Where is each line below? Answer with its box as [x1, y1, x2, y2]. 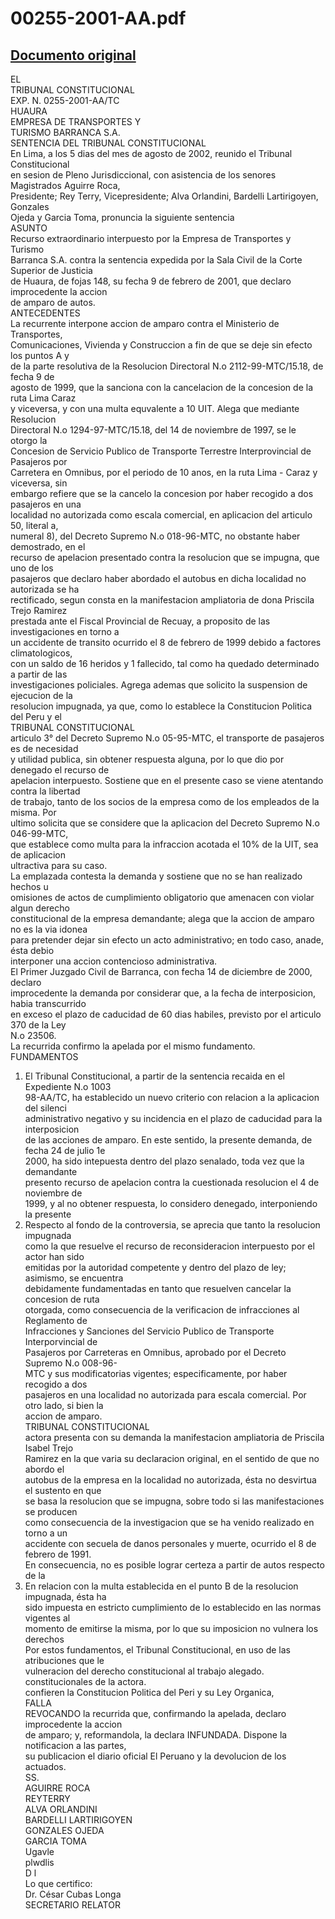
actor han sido [24, 1251, 85, 1262]
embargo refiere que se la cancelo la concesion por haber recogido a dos [10, 488, 314, 499]
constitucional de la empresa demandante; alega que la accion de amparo [10, 913, 315, 924]
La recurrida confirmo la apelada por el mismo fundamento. [10, 1040, 256, 1052]
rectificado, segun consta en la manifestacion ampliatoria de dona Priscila [10, 594, 315, 606]
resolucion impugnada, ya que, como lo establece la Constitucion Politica [10, 700, 313, 712]
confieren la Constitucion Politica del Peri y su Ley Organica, [24, 1687, 275, 1698]
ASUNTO [10, 222, 48, 234]
